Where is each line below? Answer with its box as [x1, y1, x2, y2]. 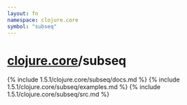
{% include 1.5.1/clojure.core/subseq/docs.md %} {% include [7, 75, 180, 84]
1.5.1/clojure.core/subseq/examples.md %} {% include [7, 83, 161, 91]
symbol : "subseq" [7, 23, 57, 30]
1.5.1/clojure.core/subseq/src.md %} [7, 90, 110, 99]
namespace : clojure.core [7, 17, 79, 23]
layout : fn [7, 10, 39, 17]
